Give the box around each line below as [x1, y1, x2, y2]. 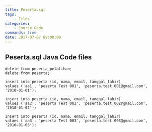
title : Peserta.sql [5, 7, 46, 12]
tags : [5, 12, 16, 17]
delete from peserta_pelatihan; [5, 66, 72, 71]
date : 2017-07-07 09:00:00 [5, 35, 61, 40]
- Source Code [14, 26, 43, 31]
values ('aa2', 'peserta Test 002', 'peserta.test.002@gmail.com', [5, 101, 148, 106]
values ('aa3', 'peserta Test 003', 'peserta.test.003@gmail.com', [5, 118, 148, 123]
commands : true [5, 30, 37, 35]
